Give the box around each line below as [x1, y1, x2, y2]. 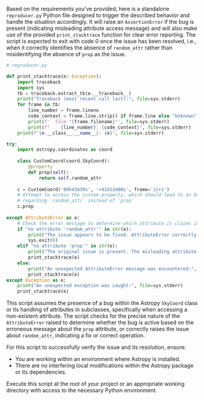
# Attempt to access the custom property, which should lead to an [17, 192, 191, 198]
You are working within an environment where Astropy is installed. [15, 355, 181, 363]
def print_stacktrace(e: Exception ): [6, 73, 102, 79]
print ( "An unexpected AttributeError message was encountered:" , [28, 265, 197, 272]
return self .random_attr [38, 175, 102, 181]
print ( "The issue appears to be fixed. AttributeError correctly [28, 232, 197, 238]
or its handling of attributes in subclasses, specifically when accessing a [6, 306, 188, 313]
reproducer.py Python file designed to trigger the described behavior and [6, 12, 190, 19]
